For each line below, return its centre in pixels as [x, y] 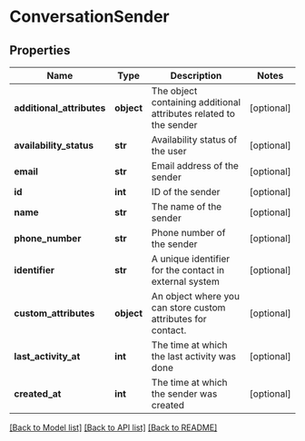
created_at [38, 394]
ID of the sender [186, 192]
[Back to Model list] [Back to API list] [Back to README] [113, 427]
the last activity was [193, 356]
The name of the [187, 206]
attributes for [179, 319]
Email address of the [195, 166]
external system [185, 281]
